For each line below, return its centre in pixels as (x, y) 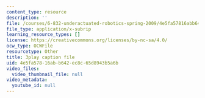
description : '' (27, 18)
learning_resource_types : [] (43, 35)
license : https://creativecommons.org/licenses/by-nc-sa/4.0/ (87, 40)
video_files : (23, 68)
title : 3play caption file (41, 57)
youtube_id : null (34, 86)
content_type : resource (37, 12)
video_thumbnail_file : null (48, 74)
